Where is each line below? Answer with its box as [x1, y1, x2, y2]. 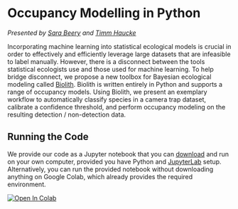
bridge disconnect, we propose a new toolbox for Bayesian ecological [7, 73, 212, 81]
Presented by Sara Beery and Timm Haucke [7, 28, 136, 37]
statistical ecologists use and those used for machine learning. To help [7, 65, 215, 73]
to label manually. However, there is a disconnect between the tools [7, 57, 205, 65]
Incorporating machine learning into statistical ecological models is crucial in [7, 42, 232, 50]
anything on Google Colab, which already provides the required [7, 172, 193, 181]
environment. [7, 180, 46, 188]
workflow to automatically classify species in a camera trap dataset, [7, 95, 207, 104]
